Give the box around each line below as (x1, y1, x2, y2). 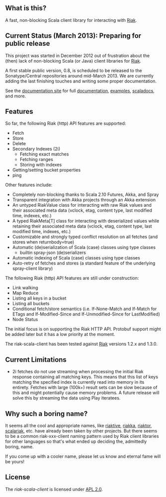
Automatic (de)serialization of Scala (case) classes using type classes (12, 245, 156, 250)
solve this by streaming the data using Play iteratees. (12, 395, 121, 401)
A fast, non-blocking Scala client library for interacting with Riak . (5, 17, 137, 23)
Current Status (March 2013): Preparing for (5, 32, 142, 40)
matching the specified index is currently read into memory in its (12, 379, 145, 385)
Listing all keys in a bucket (12, 295, 67, 301)
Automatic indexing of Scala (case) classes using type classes (12, 255, 140, 261)
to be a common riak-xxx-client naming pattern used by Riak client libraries (5, 433, 159, 439)
